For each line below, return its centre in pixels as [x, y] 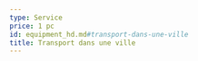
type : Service [36, 17]
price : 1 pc [32, 26]
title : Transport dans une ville [73, 43]
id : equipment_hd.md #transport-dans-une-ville [99, 34]
